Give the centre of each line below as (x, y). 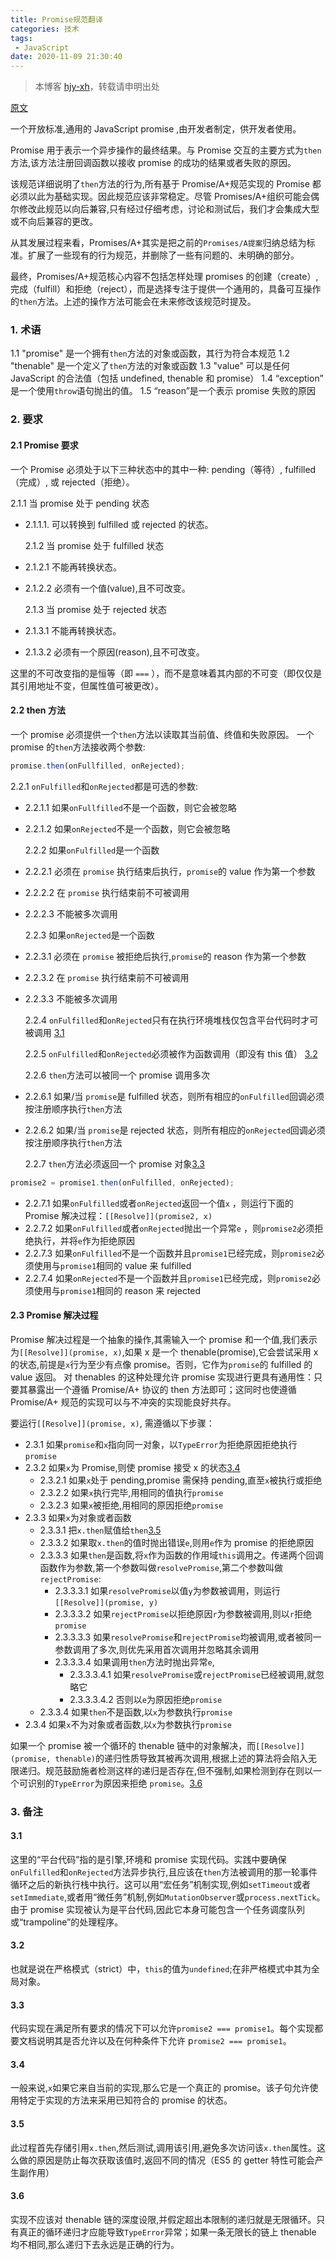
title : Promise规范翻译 (56, 19)
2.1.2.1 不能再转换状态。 (73, 567)
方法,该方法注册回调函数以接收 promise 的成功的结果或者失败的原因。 (153, 163)
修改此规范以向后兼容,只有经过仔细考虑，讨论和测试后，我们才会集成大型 (169, 209)
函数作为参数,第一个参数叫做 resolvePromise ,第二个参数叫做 (161, 1567)
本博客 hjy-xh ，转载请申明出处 (97, 87)
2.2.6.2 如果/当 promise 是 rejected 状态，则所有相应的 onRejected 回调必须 (175, 1130)
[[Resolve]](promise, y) (106, 1602)
